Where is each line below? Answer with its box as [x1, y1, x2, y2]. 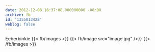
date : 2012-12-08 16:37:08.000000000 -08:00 [5, 7, 101, 13]
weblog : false [5, 21, 36, 27]
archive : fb [5, 12, 31, 17]
